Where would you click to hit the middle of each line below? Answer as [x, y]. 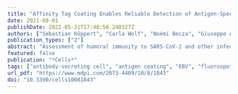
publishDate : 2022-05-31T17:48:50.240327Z [71, 27]
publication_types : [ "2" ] [45, 40]
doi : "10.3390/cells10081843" [52, 80]
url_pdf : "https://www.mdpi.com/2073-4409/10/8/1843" [89, 73]
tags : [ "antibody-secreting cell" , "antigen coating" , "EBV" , [101, 66]
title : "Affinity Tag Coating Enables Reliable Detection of [100, 14]
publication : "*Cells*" [42, 60]
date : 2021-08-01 [33, 20]
